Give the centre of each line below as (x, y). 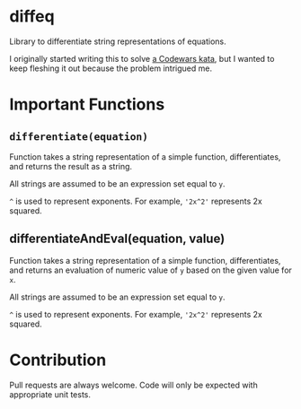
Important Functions (87, 104)
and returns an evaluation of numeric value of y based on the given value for (150, 270)
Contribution (58, 360)
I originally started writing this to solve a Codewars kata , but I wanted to (142, 58)
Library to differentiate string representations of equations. (118, 41)
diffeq (32, 17)
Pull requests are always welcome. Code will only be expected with (133, 385)
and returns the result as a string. (71, 166)
